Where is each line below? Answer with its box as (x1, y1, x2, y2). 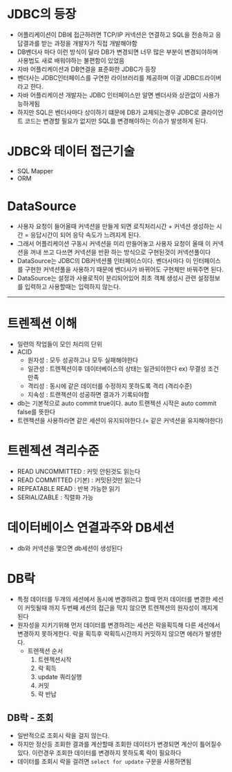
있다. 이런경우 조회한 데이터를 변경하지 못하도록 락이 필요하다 (17, 749, 182, 757)
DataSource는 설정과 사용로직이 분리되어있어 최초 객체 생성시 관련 (17, 273, 197, 282)
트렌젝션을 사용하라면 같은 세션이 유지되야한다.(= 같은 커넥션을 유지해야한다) (17, 416, 223, 425)
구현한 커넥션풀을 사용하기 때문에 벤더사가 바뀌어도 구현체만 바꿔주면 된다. (24, 265, 224, 273)
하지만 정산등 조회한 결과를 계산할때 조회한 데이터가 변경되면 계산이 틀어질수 (17, 740, 222, 749)
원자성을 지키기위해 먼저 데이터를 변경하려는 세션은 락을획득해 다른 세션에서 (17, 621, 221, 629)
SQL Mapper (17, 166, 54, 175)
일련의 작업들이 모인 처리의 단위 (17, 340, 102, 348)
